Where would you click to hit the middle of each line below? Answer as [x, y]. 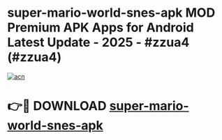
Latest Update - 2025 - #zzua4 [98, 42]
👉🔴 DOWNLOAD [57, 106]
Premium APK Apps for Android [101, 28]
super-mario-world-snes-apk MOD [111, 13]
